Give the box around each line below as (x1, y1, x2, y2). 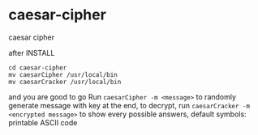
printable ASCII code (8, 117, 78, 127)
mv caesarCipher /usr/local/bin (8, 70, 118, 78)
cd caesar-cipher (8, 63, 67, 72)
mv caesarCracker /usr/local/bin (8, 78, 122, 86)
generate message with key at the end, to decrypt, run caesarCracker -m (8, 100, 250, 110)
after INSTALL (8, 48, 55, 57)
